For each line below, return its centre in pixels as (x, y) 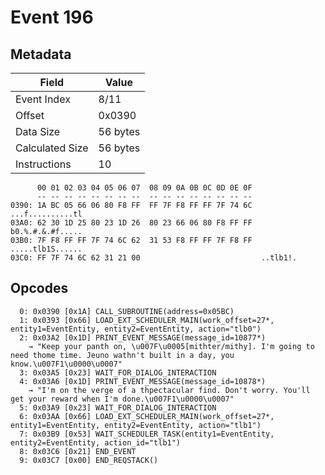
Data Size (38, 131)
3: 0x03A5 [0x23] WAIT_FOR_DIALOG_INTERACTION (118, 372)
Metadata (41, 54)
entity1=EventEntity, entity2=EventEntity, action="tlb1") (136, 425)
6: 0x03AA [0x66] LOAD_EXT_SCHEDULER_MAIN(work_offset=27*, (147, 416)
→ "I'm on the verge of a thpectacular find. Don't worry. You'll (169, 390)
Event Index (43, 99)
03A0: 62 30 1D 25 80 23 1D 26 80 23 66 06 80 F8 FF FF (131, 223)
